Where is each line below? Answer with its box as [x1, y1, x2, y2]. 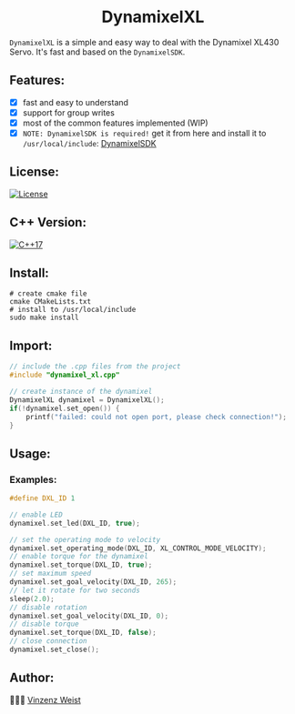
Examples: [9, 473, 57, 486]
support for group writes [22, 106, 116, 118]
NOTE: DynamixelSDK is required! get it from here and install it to [22, 127, 267, 138]
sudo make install [9, 313, 79, 323]
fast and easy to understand [22, 96, 129, 107]
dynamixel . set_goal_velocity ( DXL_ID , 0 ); [9, 611, 169, 620]
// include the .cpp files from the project [9, 362, 181, 371]
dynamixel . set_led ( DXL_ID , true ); [9, 518, 141, 528]
